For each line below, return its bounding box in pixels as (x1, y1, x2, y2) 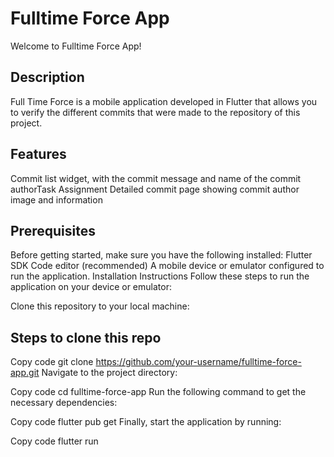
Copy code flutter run (10, 435, 99, 447)
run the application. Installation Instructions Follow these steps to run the (10, 270, 310, 282)
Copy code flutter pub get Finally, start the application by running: (10, 416, 282, 428)
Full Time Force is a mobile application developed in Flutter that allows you (10, 95, 318, 107)
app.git (10, 367, 40, 379)
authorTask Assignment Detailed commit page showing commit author (10, 183, 300, 195)
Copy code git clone (10, 356, 94, 368)
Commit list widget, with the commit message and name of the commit (10, 172, 302, 184)
